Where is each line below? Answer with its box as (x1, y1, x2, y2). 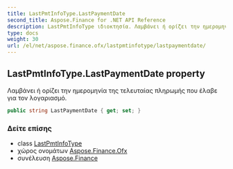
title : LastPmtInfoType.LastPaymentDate (7, 10, 126, 17)
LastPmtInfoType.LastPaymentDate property (7, 68, 206, 80)
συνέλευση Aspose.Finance (17, 154, 98, 162)
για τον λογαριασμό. (7, 94, 67, 102)
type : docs (7, 29, 39, 37)
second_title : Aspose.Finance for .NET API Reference (7, 17, 166, 24)
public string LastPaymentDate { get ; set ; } (7, 107, 141, 114)
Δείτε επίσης (7, 123, 52, 133)
